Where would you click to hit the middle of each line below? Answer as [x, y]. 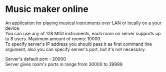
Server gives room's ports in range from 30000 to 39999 [64, 64]
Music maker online [47, 9]
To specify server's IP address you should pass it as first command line [79, 44]
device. [13, 28]
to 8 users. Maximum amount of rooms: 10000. [53, 39]
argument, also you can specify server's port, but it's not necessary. [75, 49]
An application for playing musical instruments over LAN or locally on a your [83, 23]
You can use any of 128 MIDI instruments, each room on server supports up [83, 33]
